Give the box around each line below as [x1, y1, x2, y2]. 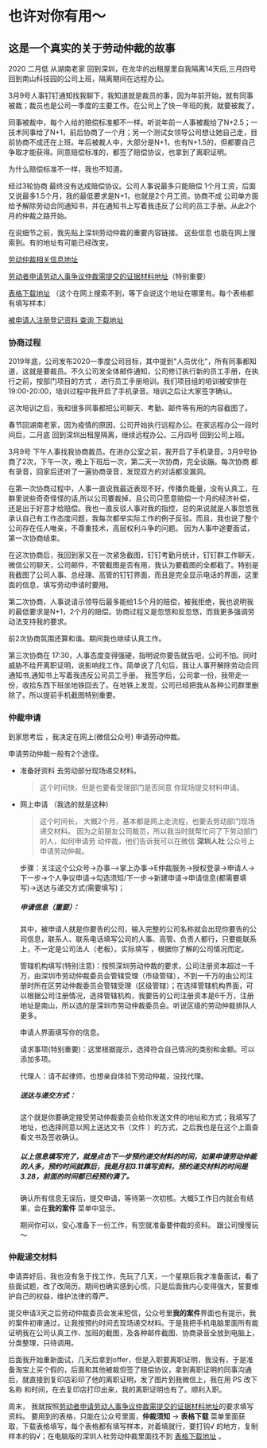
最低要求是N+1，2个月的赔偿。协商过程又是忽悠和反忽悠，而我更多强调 [14, 607, 249, 617]
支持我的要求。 [21, 617, 72, 626]
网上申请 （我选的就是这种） [19, 799, 113, 809]
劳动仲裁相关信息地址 [8, 255, 78, 264]
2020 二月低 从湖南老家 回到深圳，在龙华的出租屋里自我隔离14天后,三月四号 [8, 64, 257, 73]
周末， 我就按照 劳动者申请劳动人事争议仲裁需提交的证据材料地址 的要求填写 [8, 1401, 254, 1411]
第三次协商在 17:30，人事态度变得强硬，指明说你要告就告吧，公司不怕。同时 [8, 651, 257, 660]
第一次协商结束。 [8, 533, 64, 543]
